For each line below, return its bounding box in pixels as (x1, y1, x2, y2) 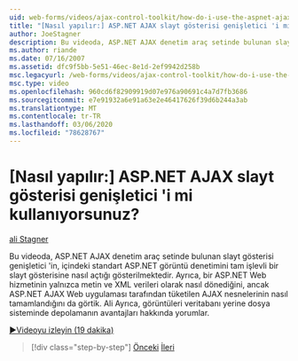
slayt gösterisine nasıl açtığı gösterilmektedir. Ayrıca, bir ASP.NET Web (9, 270, 267, 280)
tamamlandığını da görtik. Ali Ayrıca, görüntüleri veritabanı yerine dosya (9, 298, 271, 309)
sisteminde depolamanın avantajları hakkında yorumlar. (9, 307, 210, 318)
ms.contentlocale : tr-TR (9, 112, 101, 121)
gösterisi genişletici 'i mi (9, 185, 193, 206)
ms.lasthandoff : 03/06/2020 (9, 121, 114, 129)
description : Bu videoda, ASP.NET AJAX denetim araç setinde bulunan (9, 37, 272, 47)
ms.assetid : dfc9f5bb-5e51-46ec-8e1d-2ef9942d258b (9, 63, 200, 72)
